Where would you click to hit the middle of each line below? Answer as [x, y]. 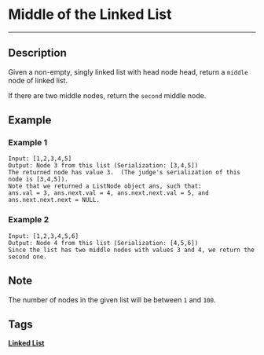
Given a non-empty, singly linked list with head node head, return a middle [128, 71]
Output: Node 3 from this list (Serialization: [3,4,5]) [103, 166]
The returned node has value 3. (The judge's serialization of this [125, 173]
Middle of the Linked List [90, 15]
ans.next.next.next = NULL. [54, 200]
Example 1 [28, 143]
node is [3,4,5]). [38, 179]
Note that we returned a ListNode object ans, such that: [105, 186]
